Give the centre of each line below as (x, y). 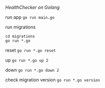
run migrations (21, 27)
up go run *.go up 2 (27, 60)
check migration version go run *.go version (53, 80)
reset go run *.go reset (30, 50)
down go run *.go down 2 (32, 70)
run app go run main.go (30, 17)
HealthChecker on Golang (32, 7)
